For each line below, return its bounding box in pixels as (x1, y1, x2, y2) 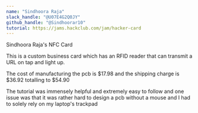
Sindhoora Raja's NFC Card (6, 41, 73, 48)
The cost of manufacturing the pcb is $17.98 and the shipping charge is (6, 70, 180, 77)
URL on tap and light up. (6, 59, 65, 66)
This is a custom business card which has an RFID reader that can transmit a (6, 52, 193, 59)
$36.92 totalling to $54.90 (6, 77, 70, 84)
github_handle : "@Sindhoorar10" (6, 19, 86, 25)
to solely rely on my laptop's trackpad (6, 101, 98, 108)
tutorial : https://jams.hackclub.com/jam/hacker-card (6, 25, 142, 31)
